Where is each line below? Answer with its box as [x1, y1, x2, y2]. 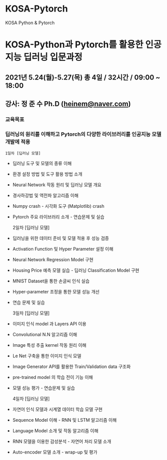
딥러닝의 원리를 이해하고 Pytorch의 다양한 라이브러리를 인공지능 [5, 130, 151, 137]
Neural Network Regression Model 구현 [12, 257, 94, 263]
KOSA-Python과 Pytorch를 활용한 [5, 39, 143, 50]
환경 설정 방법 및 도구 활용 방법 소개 [12, 171, 82, 177]
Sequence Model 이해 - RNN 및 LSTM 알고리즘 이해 [12, 417, 117, 423]
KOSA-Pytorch [5, 3, 68, 15]
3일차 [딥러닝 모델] [12, 310, 50, 316]
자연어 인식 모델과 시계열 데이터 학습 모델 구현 [12, 406, 103, 413]
